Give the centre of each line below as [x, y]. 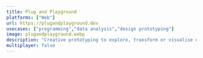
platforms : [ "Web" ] [31, 18]
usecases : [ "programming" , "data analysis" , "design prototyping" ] [90, 29]
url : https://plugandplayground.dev [52, 23]
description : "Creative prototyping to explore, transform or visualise [100, 40]
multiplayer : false [31, 46]
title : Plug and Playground [42, 12]
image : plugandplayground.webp [46, 34]
